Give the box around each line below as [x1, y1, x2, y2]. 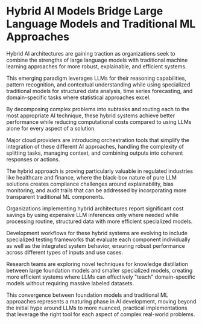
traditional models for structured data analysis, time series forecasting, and [6, 87, 193, 94]
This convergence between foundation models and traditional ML [6, 291, 169, 299]
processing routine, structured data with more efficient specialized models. [6, 218, 193, 225]
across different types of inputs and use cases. [6, 248, 124, 256]
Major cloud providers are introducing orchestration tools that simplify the [6, 136, 190, 143]
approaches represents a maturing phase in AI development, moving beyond [6, 297, 197, 305]
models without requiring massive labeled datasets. [6, 279, 134, 287]
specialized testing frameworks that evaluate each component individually [6, 236, 191, 243]
